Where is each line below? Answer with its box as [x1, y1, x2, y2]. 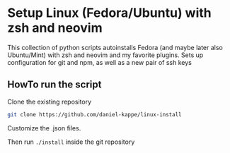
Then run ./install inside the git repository [7, 137, 135, 146]
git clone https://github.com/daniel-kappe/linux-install [7, 111, 182, 118]
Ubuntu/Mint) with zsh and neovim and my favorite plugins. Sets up [7, 51, 204, 59]
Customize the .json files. [7, 123, 81, 132]
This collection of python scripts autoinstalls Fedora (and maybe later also [7, 43, 223, 51]
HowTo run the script [7, 79, 102, 91]
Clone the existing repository [7, 97, 92, 106]
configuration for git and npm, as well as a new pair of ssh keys [7, 58, 192, 66]
